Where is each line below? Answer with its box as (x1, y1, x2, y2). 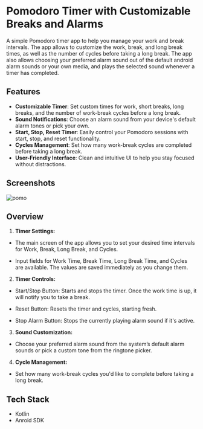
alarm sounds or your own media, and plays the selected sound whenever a (6, 62, 195, 70)
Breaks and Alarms (6, 17, 104, 31)
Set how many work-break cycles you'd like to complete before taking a (14, 370, 194, 378)
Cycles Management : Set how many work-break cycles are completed (14, 141, 192, 149)
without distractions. (14, 160, 66, 167)
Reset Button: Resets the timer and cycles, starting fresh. (14, 305, 157, 312)
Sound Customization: (14, 329, 73, 336)
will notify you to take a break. (14, 294, 91, 301)
